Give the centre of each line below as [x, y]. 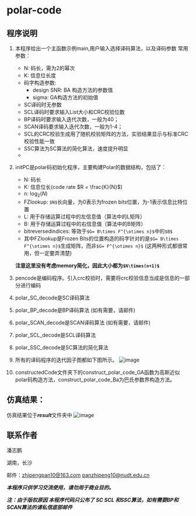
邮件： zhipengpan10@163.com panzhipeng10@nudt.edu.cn [78, 475]
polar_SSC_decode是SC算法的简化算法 [62, 347]
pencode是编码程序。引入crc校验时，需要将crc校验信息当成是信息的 [97, 278]
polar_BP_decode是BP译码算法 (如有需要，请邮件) [75, 310]
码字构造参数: [40, 83]
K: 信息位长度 [40, 75]
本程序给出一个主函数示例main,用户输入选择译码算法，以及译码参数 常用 [101, 48]
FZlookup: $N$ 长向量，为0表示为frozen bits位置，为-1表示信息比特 [103, 202]
